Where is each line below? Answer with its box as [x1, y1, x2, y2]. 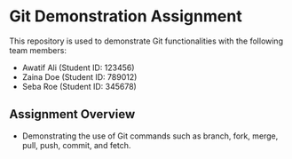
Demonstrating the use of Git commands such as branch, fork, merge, [21, 131, 279, 141]
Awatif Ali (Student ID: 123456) [21, 62, 135, 73]
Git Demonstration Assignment [9, 6, 242, 27]
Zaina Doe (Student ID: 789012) [21, 71, 138, 82]
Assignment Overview [9, 107, 136, 122]
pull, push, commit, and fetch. [21, 139, 131, 150]
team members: [9, 44, 67, 55]
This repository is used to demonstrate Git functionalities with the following [9, 36, 284, 46]
